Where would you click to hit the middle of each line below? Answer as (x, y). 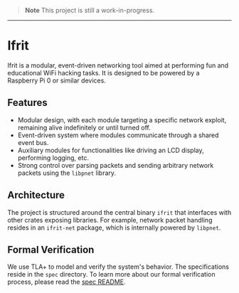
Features (27, 103)
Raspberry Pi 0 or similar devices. (57, 80)
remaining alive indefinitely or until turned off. (84, 127)
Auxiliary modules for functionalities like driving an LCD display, (111, 150)
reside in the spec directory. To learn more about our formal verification (111, 275)
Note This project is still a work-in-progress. (90, 10)
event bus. (33, 142)
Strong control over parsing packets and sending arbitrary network (116, 165)
